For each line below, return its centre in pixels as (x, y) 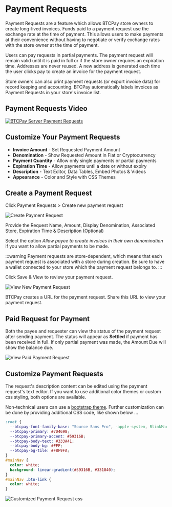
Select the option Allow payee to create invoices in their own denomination (84, 241)
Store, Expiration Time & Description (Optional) (55, 231)
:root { (14, 422)
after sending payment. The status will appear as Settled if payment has (81, 337)
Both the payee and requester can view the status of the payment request (83, 331)
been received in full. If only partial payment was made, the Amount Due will (86, 342)
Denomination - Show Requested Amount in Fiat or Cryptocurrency (84, 155)
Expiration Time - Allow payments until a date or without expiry (80, 166)
